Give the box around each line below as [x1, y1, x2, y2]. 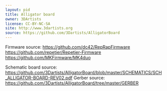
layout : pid [5, 7, 30, 12]
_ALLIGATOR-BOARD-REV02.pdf [5, 75, 73, 81]
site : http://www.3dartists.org [5, 26, 73, 31]
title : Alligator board [5, 12, 55, 17]
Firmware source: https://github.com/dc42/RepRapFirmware [5, 44, 130, 50]
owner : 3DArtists [5, 16, 42, 21]
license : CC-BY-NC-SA [5, 21, 51, 26]
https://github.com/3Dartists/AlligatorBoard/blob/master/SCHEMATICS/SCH [5, 70, 162, 75]
